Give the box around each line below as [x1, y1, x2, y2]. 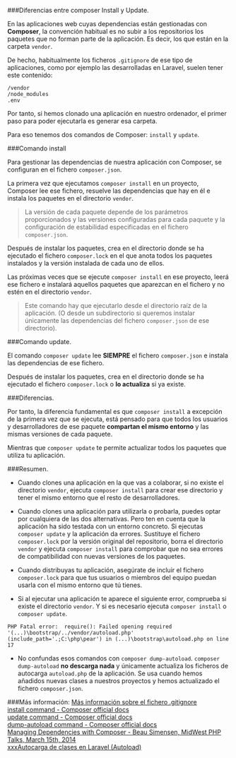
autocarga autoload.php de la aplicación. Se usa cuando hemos [17, 669, 203, 677]
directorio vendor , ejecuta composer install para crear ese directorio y [17, 486, 223, 494]
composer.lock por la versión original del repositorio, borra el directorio [17, 537, 224, 545]
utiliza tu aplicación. [7, 451, 66, 459]
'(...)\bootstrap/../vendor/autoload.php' [7, 629, 134, 636]
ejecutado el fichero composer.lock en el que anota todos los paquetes [7, 251, 213, 260]
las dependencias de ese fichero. [7, 359, 105, 367]
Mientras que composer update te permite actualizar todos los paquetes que [7, 444, 227, 451]
